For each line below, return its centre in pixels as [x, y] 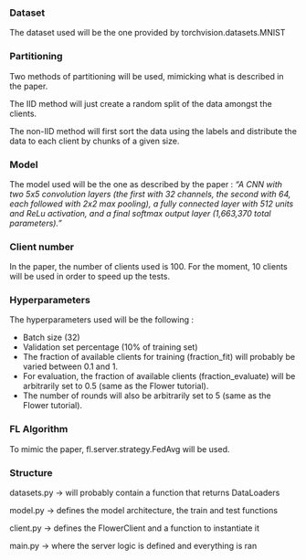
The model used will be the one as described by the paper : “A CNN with [146, 184]
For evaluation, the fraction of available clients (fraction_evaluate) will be [159, 376]
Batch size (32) [51, 338]
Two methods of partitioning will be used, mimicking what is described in [147, 76]
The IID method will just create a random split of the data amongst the [141, 103]
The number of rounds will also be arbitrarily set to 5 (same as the [147, 396]
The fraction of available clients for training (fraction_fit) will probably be [158, 357]
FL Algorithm [39, 429]
